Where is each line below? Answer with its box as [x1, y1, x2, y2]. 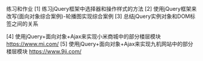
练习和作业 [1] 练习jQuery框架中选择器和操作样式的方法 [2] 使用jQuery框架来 [6, 5, 197, 12]
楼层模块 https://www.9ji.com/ [6, 48, 82, 55]
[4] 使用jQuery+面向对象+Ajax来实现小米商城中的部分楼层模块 [6, 33, 161, 40]
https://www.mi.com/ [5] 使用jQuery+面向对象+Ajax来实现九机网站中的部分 [6, 41, 194, 47]
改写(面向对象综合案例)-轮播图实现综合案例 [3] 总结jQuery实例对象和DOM [6, 13, 190, 20]
